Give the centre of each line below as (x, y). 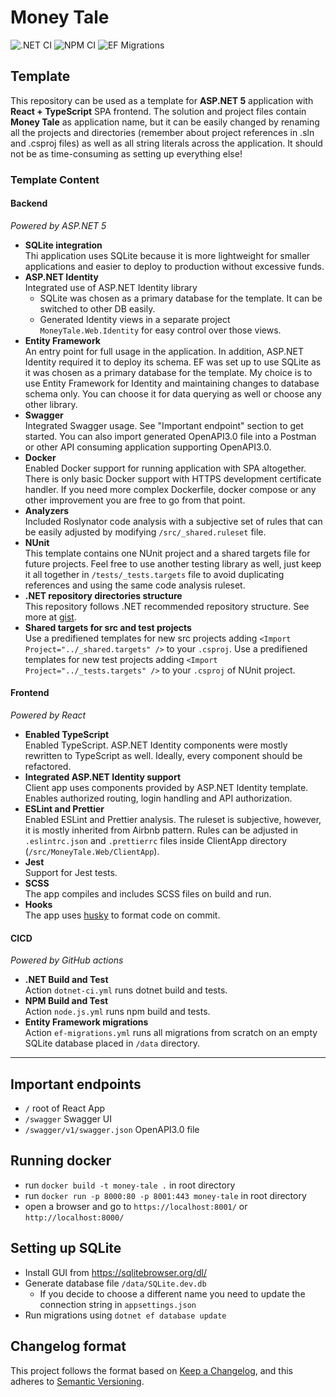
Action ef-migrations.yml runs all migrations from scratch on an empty (171, 1033)
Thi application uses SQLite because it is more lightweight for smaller (167, 255)
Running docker (61, 1161)
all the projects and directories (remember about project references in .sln (162, 132)
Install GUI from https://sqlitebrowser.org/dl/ (115, 1272)
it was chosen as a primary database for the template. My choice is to (168, 372)
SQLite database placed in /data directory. (112, 1043)
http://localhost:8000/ (74, 1217)
